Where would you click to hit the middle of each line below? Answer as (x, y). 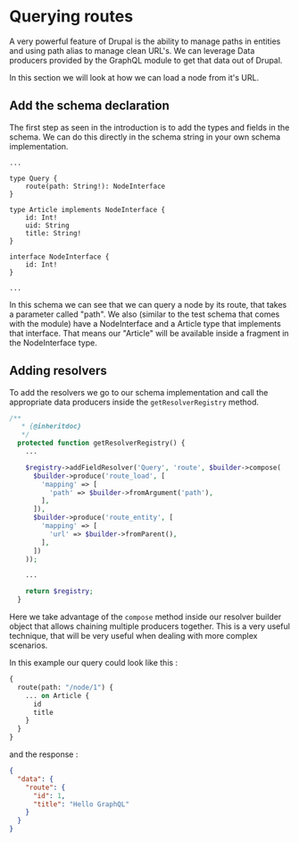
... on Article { (58, 695)
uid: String (47, 225)
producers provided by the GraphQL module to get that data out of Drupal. (146, 60)
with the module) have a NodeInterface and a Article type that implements (145, 323)
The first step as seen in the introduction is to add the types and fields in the (149, 127)
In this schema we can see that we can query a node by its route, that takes (148, 304)
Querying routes (71, 17)
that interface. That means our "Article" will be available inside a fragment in (149, 333)
